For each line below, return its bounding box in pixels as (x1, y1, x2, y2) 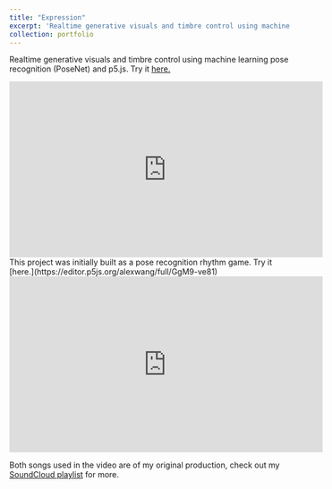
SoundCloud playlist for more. (9, 469, 119, 480)
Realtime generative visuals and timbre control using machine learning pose (9, 55, 289, 65)
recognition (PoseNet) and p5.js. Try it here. (9, 63, 171, 74)
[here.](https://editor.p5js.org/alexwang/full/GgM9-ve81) (9, 266, 217, 277)
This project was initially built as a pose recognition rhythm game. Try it (9, 257, 273, 268)
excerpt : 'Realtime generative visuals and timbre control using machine (9, 21, 291, 30)
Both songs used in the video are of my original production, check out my (9, 459, 280, 470)
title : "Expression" (9, 13, 87, 22)
